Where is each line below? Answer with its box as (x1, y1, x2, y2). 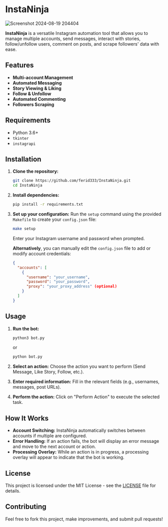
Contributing (5, 503, 47, 511)
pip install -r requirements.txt (12, 202, 83, 207)
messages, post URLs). (12, 384, 61, 390)
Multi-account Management (12, 74, 73, 81)
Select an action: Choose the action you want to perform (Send (12, 363, 146, 369)
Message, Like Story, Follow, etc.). (12, 369, 85, 375)
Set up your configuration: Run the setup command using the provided (12, 211, 162, 217)
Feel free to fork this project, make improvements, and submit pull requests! (5, 516, 163, 522)
